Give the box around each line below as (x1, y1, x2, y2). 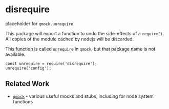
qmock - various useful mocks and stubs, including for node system (12, 93, 154, 99)
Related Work (5, 79, 50, 88)
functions (12, 98, 33, 104)
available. (5, 51, 26, 57)
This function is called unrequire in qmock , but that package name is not (5, 46, 156, 52)
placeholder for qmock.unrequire (5, 20, 73, 27)
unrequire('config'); (5, 66, 52, 71)
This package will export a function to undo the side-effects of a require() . (5, 30, 164, 36)
